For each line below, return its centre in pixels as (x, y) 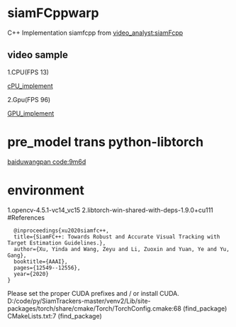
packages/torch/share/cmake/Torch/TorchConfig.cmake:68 (95, 308)
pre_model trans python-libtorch (106, 142)
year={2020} (32, 274)
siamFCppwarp (53, 13)
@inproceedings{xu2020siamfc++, (62, 231)
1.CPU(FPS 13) (28, 72)
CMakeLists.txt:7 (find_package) (55, 316)
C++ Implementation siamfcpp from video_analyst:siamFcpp (95, 33)
